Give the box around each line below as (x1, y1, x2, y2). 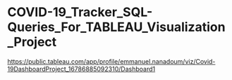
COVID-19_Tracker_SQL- (7, 4, 153, 20)
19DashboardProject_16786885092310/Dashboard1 (7, 65, 156, 73)
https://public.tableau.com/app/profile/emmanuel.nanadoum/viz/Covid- (7, 57, 216, 65)
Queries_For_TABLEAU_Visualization (7, 19, 226, 35)
